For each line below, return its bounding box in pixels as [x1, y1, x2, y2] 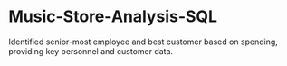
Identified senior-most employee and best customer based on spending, [8, 36, 278, 47]
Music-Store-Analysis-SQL [8, 6, 218, 27]
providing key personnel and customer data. [8, 45, 174, 56]
